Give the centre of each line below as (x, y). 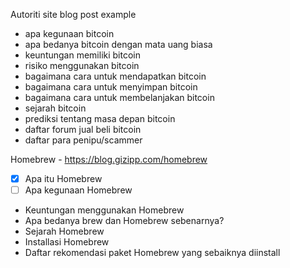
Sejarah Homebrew (64, 231)
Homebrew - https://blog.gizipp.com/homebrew (109, 159)
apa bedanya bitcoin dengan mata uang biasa (118, 44)
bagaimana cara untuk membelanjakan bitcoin (119, 97)
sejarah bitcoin (55, 108)
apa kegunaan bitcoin (69, 33)
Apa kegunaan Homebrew (78, 190)
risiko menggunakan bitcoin (82, 65)
